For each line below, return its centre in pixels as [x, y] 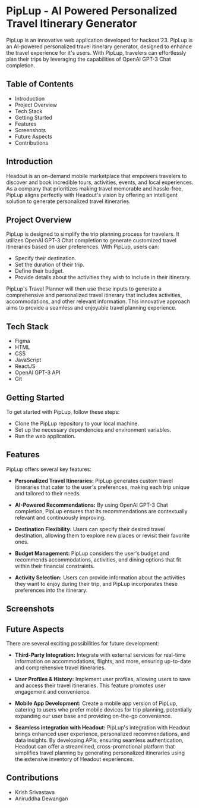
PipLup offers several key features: [49, 469]
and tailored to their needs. [48, 493]
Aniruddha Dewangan [41, 798]
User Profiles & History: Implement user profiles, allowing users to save [103, 679]
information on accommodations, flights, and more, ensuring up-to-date [103, 662]
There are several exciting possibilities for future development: [83, 644]
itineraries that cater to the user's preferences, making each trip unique [102, 487]
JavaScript [28, 360]
